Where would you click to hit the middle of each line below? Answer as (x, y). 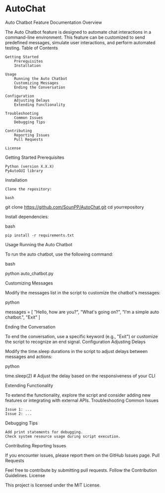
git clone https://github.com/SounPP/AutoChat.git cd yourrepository (75, 207)
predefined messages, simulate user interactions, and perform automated (80, 42)
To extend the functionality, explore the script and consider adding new (78, 395)
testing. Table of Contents (31, 48)
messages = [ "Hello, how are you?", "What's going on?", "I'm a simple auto (82, 312)
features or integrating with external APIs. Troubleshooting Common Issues (82, 400)
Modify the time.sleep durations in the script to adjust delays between (76, 351)
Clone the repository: (28, 189)
